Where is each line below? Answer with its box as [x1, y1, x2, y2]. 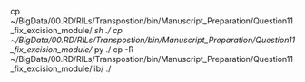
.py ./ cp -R [91, 44, 134, 55]
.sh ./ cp [91, 25, 123, 35]
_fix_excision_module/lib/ [10, 63, 104, 74]
